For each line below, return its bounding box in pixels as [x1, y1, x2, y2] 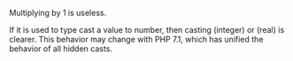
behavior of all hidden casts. [9, 43, 113, 54]
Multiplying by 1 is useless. [9, 8, 107, 18]
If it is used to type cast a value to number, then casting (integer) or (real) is [9, 25, 285, 34]
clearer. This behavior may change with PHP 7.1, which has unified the [9, 34, 264, 44]
